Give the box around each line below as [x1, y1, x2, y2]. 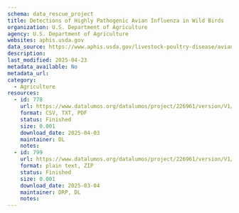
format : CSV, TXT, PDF [20, 109, 87, 116]
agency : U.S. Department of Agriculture [7, 30, 129, 38]
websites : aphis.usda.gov [7, 37, 84, 44]
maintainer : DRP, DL [20, 189, 81, 196]
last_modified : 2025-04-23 [7, 57, 87, 64]
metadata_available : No [7, 63, 78, 70]
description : [7, 50, 46, 58]
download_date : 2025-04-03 [20, 129, 100, 136]
